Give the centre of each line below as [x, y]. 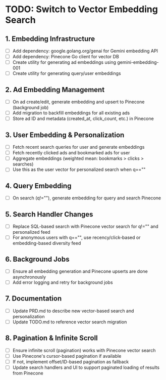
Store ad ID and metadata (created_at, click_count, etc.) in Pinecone [83, 119]
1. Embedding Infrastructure [50, 39]
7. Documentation [34, 299]
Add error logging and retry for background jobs [63, 282]
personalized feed [31, 232]
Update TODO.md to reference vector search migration [70, 322]
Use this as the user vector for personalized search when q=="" [79, 170]
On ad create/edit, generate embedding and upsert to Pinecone [78, 102]
